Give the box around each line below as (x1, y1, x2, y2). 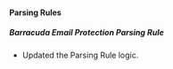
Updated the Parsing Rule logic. (21, 50, 139, 60)
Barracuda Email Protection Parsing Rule (9, 27, 165, 38)
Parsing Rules (9, 7, 62, 18)
